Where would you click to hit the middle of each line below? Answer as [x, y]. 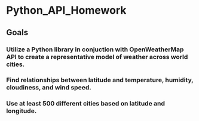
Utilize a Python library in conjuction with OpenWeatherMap [95, 49]
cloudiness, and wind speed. [49, 88]
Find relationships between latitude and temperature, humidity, [100, 80]
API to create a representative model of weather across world [97, 57]
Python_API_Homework [66, 10]
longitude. [22, 111]
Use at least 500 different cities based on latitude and [86, 104]
